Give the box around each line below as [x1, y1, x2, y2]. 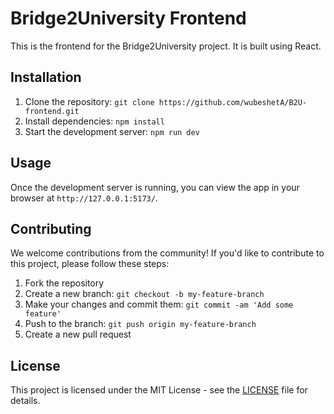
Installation [10, 69, 82, 86]
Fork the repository [24, 277, 105, 289]
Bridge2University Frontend [10, 7, 247, 30]
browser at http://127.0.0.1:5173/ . [10, 192, 158, 204]
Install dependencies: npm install [24, 115, 165, 127]
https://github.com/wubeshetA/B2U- [158, 97, 308, 107]
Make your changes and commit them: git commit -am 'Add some [24, 298, 294, 311]
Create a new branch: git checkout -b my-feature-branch [24, 288, 265, 300]
